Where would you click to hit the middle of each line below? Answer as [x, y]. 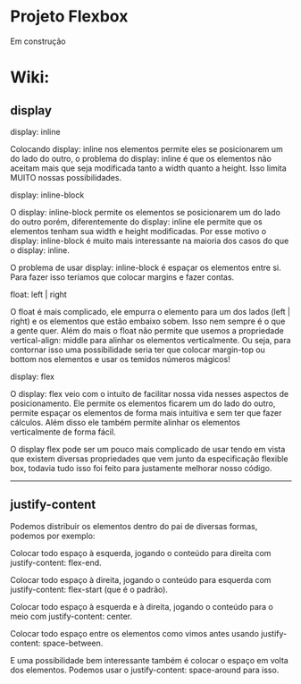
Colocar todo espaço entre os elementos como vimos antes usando [135, 633]
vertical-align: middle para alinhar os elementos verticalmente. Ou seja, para [150, 340]
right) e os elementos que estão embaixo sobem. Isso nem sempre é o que [148, 321]
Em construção [38, 41]
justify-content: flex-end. [56, 562]
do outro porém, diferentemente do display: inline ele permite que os [136, 222]
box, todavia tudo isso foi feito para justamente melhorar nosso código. [141, 468]
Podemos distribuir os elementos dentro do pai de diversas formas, [134, 526]
